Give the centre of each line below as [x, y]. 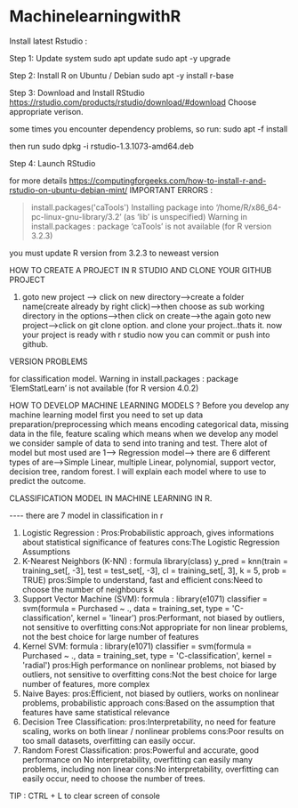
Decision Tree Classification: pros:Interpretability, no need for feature [149, 722]
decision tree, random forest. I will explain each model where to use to [138, 471]
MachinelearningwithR [95, 16]
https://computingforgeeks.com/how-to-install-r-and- [168, 181]
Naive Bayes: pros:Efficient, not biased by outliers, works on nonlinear [150, 693]
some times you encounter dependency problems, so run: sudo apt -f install [149, 129]
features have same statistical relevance [96, 712]
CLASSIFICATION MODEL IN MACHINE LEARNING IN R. [111, 498]
